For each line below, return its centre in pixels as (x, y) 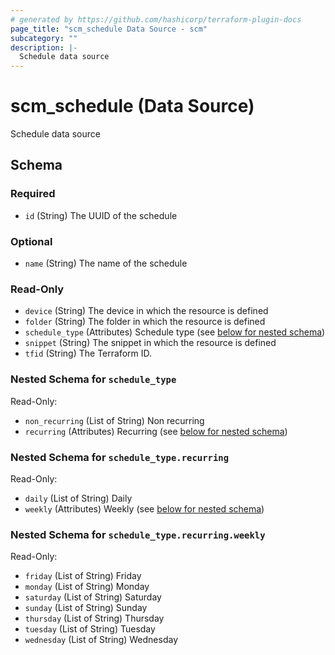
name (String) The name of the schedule (106, 263)
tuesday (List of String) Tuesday (90, 629)
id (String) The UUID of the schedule (101, 215)
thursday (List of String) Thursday (94, 618)
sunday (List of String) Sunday (86, 608)
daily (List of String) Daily (78, 498)
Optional (31, 241)
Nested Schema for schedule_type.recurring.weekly (138, 534)
